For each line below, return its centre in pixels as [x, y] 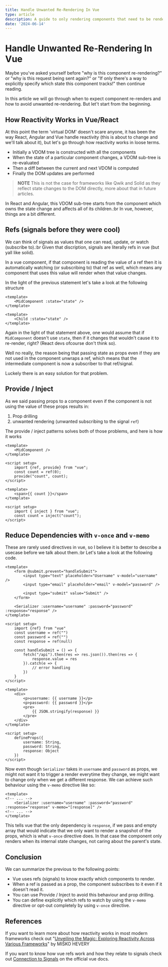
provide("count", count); [41, 476]
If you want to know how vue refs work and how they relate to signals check [83, 953]
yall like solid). [20, 252]
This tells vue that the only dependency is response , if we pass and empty [81, 825]
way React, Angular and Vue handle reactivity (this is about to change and [81, 137]
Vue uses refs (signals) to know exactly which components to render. [84, 879]
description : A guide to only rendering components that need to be [78, 19]
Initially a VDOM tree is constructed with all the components [74, 152]
